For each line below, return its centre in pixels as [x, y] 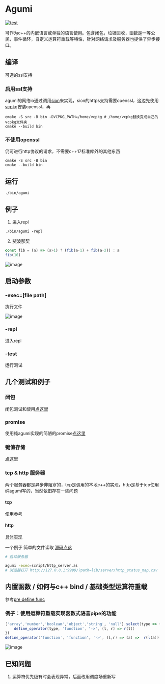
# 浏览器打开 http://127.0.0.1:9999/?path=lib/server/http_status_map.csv [82, 570]
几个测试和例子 [28, 382]
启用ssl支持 [19, 89]
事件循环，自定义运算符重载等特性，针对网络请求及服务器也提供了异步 [84, 39]
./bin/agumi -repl [24, 231]
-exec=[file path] [26, 295]
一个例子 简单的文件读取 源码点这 [39, 547]
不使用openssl [23, 140]
